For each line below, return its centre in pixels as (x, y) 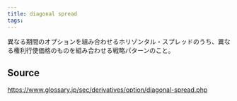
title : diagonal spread (42, 14)
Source (24, 72)
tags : (15, 20)
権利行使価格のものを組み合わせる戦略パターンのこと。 (94, 50)
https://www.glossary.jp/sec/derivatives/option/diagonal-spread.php (108, 90)
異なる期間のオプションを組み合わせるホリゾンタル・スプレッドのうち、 (112, 41)
